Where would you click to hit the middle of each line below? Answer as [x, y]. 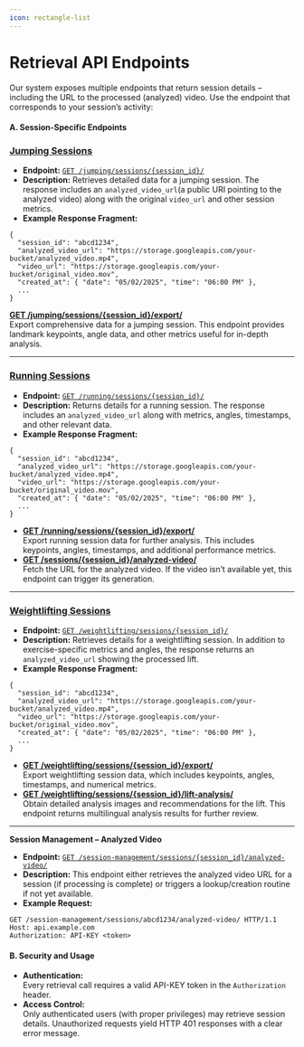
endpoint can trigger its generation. [89, 579]
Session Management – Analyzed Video [86, 839]
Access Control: [53, 1005]
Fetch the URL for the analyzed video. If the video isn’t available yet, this [157, 569]
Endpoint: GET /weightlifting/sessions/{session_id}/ [125, 630]
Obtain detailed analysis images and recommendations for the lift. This [154, 804]
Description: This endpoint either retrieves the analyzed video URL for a [157, 874]
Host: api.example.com [52, 928]
